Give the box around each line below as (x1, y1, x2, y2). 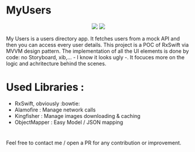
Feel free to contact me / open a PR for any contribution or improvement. (6, 139, 182, 147)
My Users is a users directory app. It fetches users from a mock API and (6, 35, 180, 42)
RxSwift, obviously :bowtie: (14, 100, 80, 107)
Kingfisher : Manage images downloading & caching (14, 112, 141, 119)
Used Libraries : (6, 80, 84, 94)
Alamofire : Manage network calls (14, 106, 96, 113)
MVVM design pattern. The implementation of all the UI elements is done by (6, 48, 189, 55)
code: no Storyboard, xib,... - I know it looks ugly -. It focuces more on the (6, 53, 185, 60)
